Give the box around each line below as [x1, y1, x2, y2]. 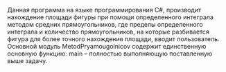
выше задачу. [7, 57, 48, 64]
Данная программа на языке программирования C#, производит [7, 6, 202, 14]
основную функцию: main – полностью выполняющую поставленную [7, 49, 213, 58]
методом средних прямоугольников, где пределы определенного [7, 21, 203, 28]
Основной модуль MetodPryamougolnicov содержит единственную [7, 43, 207, 50]
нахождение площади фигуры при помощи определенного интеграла [7, 13, 214, 21]
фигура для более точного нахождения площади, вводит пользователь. [7, 35, 220, 43]
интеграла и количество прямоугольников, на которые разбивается [7, 27, 210, 36]
